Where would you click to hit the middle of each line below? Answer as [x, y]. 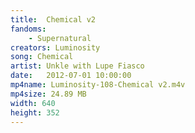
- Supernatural [60, 38]
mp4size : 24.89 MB [48, 94]
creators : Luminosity [55, 47]
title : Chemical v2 [53, 19]
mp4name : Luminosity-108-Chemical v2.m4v [98, 85]
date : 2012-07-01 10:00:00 [71, 76]
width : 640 [33, 103]
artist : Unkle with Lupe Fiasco [77, 66]
